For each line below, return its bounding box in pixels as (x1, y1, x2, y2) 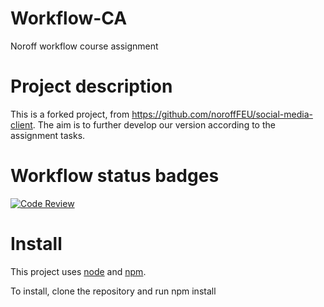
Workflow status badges (10, 165, 220, 187)
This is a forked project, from (10, 108, 130, 120)
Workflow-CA (10, 7, 128, 30)
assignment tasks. (10, 129, 86, 141)
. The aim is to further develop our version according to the (32, 118, 276, 131)
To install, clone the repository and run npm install (10, 285, 217, 297)
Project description (10, 75, 173, 98)
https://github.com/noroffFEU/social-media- (131, 108, 313, 120)
